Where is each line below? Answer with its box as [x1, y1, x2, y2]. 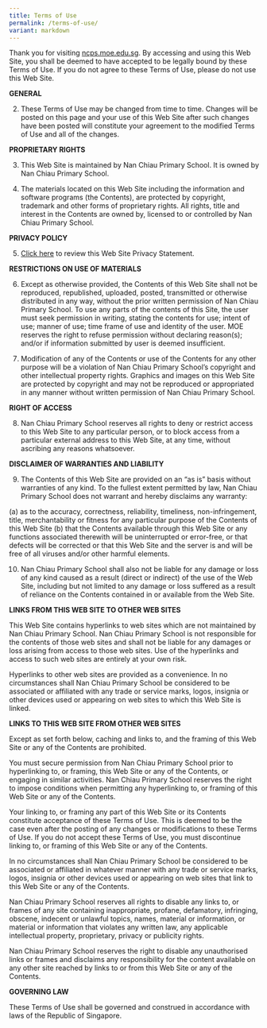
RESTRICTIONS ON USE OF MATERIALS [9, 264, 141, 274]
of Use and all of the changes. [20, 129, 120, 139]
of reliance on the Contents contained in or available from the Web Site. [20, 589, 255, 600]
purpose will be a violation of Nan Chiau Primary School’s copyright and [20, 362, 257, 372]
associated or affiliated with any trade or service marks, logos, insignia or [9, 686, 250, 696]
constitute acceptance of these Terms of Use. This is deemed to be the [9, 816, 242, 825]
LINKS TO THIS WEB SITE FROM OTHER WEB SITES [9, 719, 181, 728]
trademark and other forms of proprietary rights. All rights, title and [20, 201, 240, 211]
